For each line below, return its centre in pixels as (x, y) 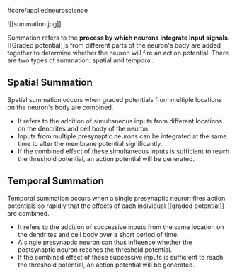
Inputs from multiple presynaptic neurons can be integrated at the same (122, 136)
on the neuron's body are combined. (60, 107)
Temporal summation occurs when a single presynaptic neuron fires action (116, 198)
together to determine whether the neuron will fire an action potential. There (118, 53)
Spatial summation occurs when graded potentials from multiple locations (115, 99)
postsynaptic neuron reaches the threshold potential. (94, 249)
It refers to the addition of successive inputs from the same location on (121, 227)
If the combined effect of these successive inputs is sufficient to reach (120, 257)
